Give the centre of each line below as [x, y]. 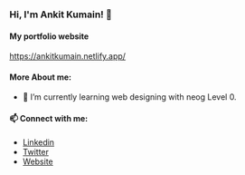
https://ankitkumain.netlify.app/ [68, 56]
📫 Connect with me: [49, 118]
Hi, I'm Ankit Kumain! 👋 [61, 15]
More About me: [41, 77]
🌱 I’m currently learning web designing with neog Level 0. [129, 97]
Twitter [36, 151]
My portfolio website [49, 36]
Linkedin [38, 142]
